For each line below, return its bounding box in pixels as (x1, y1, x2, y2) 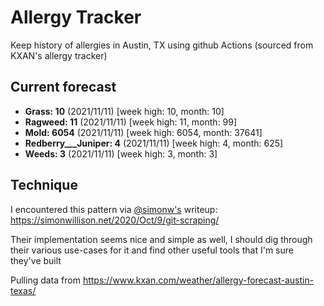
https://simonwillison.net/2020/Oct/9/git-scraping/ (10, 214, 220, 226)
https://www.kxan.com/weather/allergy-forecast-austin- (82, 274, 315, 286)
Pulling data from (10, 274, 81, 286)
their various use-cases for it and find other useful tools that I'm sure (10, 244, 294, 256)
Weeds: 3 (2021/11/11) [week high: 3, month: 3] (24, 147, 218, 160)
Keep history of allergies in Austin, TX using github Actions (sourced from (10, 39, 314, 51)
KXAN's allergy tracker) (10, 49, 108, 61)
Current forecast (10, 79, 117, 96)
